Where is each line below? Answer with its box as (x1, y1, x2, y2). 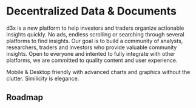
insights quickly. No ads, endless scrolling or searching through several (6, 30, 184, 38)
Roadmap (6, 92, 44, 103)
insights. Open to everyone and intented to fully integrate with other (6, 50, 176, 57)
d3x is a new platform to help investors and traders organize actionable (6, 24, 184, 32)
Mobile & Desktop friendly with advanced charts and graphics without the (6, 68, 191, 75)
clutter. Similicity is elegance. (6, 75, 79, 82)
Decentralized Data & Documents (6, 4, 177, 18)
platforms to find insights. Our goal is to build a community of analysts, (6, 37, 183, 44)
